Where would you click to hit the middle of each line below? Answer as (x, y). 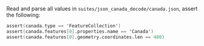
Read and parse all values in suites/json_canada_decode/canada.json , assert (102, 9)
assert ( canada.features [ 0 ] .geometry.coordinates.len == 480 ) (86, 37)
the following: (23, 15)
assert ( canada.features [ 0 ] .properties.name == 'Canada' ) (80, 31)
